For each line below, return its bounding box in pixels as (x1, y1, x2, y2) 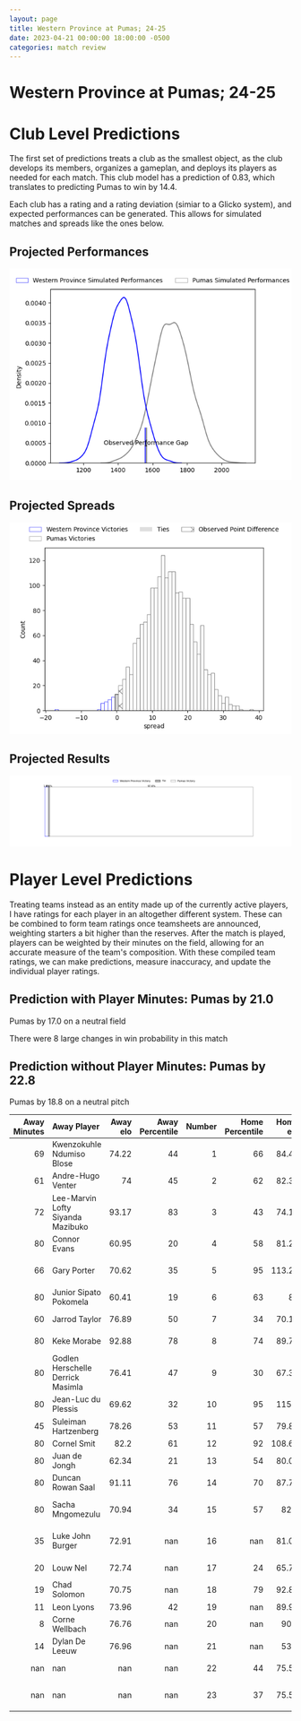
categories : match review (9, 43, 106, 52)
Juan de (52, 1450, 82, 1461)
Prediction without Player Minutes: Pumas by (9, 1059, 266, 1074)
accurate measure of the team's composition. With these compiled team (9, 947, 276, 957)
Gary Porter (52, 1265, 96, 1276)
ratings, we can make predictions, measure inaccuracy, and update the (9, 956, 271, 967)
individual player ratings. (9, 965, 100, 976)
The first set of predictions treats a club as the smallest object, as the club (9, 153, 283, 164)
